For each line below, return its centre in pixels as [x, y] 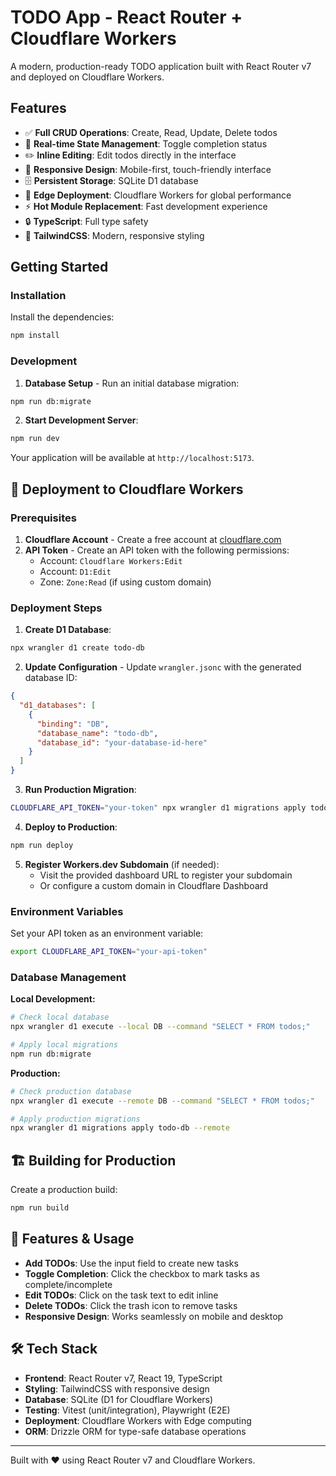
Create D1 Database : [68, 630]
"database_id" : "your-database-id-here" [122, 742]
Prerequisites [43, 518]
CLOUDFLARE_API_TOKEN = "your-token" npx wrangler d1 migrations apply [158, 808]
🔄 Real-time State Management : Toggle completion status [146, 143]
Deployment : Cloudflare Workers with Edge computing [138, 1420]
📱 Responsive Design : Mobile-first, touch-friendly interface [148, 169]
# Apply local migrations [64, 1045]
